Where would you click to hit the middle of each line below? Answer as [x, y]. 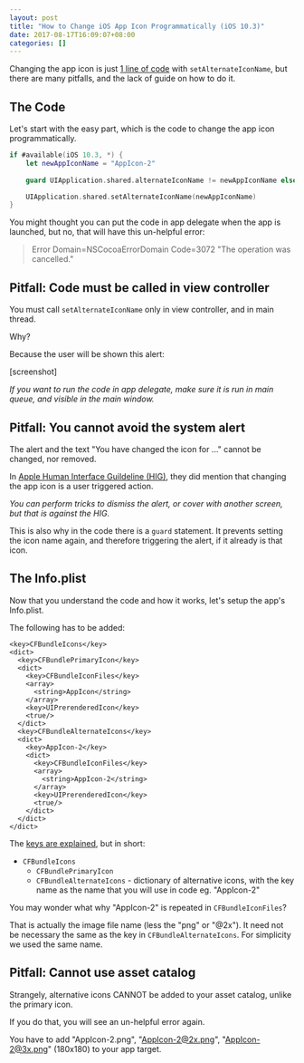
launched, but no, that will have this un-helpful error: [107, 232]
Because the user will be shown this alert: [87, 354]
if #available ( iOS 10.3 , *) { [66, 155]
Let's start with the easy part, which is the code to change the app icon [142, 129]
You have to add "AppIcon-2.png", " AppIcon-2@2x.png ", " [118, 1039]
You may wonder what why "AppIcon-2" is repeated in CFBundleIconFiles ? [148, 907]
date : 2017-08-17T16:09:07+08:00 [72, 34]
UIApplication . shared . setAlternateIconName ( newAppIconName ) [141, 197]
